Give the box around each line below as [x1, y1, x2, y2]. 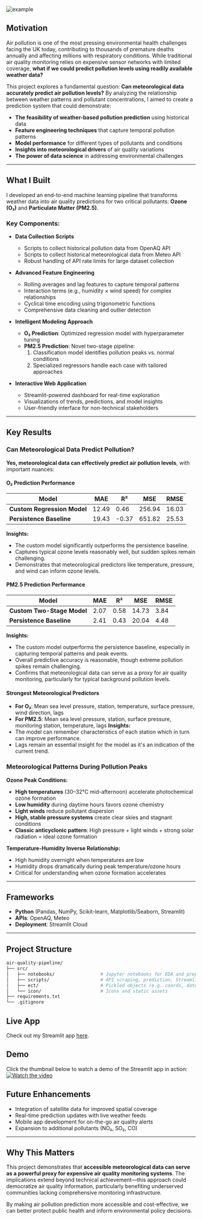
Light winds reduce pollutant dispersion [14, 807, 114, 814]
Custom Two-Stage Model [9, 606, 87, 615]
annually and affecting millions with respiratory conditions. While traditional [6, 52, 192, 59]
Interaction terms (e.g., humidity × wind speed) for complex [23, 287, 172, 294]
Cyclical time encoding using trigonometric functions [23, 300, 155, 307]
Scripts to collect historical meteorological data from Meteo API [23, 251, 182, 258]
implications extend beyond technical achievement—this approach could [6, 1176, 186, 1184]
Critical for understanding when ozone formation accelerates [14, 869, 167, 876]
